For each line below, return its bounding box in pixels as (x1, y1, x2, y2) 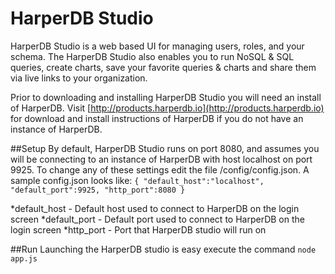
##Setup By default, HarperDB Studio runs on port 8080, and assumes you (10, 142, 320, 154)
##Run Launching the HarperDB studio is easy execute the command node (10, 243, 317, 255)
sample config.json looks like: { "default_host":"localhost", (10, 174, 265, 186)
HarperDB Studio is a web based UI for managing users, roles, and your (10, 40, 305, 52)
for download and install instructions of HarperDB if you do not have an (10, 112, 304, 124)
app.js (10, 253, 38, 264)
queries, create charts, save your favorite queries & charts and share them (10, 61, 317, 73)
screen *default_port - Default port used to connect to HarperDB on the (10, 213, 305, 225)
